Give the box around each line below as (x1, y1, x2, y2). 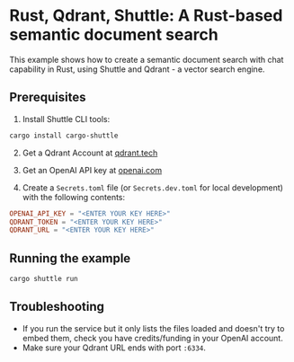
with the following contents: (22, 191, 126, 202)
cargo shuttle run (9, 275, 78, 284)
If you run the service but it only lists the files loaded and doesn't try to (22, 322, 285, 333)
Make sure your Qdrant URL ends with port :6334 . (22, 342, 207, 353)
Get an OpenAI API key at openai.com (22, 164, 163, 175)
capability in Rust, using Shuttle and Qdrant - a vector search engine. (9, 64, 265, 75)
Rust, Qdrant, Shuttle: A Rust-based (9, 5, 283, 26)
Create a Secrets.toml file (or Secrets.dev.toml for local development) (22, 181, 283, 193)
